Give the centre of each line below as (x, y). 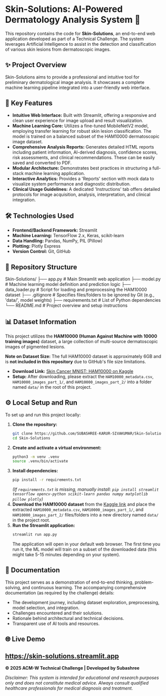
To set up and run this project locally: (43, 415)
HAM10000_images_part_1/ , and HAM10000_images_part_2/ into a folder (82, 382)
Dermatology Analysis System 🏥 (73, 20)
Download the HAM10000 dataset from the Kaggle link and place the (83, 504)
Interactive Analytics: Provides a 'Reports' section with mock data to (83, 178)
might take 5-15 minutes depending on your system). (66, 555)
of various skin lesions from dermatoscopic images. (58, 49)
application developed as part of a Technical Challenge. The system (75, 39)
